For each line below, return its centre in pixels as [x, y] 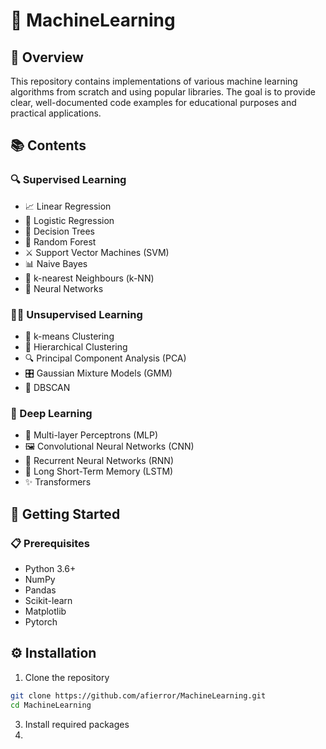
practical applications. [56, 113]
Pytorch [41, 621]
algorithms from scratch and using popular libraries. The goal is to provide [163, 92]
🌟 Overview [47, 57]
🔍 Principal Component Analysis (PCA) [105, 358]
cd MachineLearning [51, 705]
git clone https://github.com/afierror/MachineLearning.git [138, 695]
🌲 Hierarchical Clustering [76, 346]
